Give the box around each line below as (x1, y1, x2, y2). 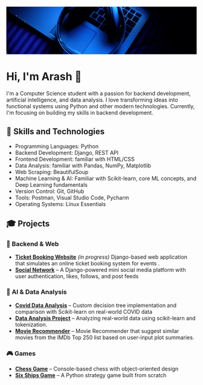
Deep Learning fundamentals (14, 181, 88, 188)
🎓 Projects (6, 219, 50, 229)
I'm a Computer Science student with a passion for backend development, (6, 89, 192, 97)
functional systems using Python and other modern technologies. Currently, (6, 102, 195, 109)
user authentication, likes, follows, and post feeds (14, 273, 139, 280)
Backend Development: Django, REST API (14, 149, 119, 156)
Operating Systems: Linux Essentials (14, 200, 106, 207)
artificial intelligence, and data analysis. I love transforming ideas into (6, 96, 178, 103)
